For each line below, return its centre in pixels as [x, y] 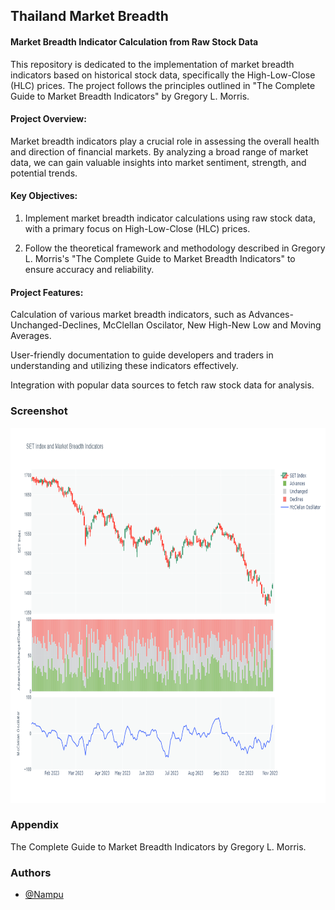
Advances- [271, 315]
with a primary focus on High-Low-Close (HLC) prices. [137, 228]
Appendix [35, 825]
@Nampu [44, 895]
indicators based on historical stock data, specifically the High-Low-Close [163, 75]
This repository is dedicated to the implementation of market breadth [152, 64]
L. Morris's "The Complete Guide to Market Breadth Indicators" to [160, 258]
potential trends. [44, 173]
